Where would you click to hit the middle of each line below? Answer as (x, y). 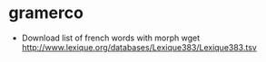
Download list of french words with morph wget (111, 38)
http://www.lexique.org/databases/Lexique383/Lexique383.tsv (139, 47)
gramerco (46, 13)
